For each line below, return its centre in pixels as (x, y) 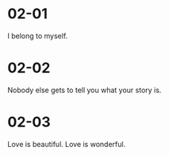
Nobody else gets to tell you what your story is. (84, 90)
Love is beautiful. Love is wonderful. (67, 144)
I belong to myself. (38, 36)
